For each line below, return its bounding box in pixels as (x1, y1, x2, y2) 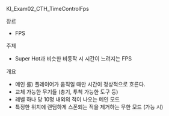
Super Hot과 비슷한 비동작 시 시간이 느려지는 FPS (14, 55, 132, 62)
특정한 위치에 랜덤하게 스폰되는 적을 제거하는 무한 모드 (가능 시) (14, 103, 164, 111)
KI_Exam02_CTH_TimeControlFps (6, 5, 89, 12)
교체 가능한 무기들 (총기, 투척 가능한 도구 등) (14, 88, 118, 95)
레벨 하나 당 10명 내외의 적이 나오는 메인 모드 (14, 96, 120, 103)
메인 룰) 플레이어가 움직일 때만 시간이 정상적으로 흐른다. (14, 81, 146, 88)
